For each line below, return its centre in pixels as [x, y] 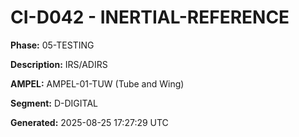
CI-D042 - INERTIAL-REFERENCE [150, 17]
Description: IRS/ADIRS [59, 64]
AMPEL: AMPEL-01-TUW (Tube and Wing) [97, 83]
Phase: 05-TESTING [52, 45]
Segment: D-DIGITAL [54, 103]
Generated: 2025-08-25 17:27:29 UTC [89, 122]
